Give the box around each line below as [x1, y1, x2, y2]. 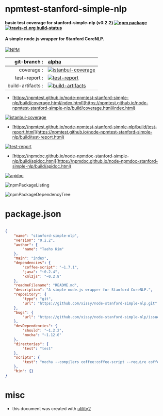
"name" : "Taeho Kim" [22, 247, 64, 252]
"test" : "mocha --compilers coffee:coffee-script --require [22, 360, 147, 365]
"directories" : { [14, 341, 49, 347]
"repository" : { [14, 292, 47, 297]
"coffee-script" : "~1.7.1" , [22, 265, 79, 270]
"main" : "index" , [14, 256, 49, 261]
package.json [5, 209, 62, 219]
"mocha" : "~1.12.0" [22, 333, 62, 338]
